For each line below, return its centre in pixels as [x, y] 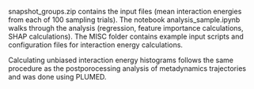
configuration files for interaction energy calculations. [96, 45]
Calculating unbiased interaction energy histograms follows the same [121, 60]
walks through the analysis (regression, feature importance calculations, [126, 28]
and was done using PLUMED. [57, 77]
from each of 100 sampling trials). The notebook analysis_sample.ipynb [124, 20]
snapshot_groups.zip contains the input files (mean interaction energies [125, 11]
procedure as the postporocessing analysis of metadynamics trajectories [127, 69]
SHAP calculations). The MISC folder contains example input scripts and [126, 36]
